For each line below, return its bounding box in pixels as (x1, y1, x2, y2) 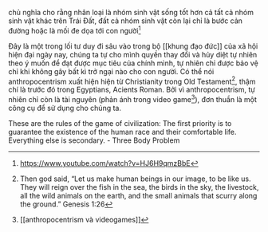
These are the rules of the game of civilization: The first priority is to (8, 118, 232, 128)
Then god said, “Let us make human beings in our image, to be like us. (19, 174, 251, 183)
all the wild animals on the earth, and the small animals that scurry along (19, 191, 258, 200)
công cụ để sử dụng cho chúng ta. (8, 103, 122, 112)
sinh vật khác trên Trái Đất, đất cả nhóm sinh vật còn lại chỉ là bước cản (8, 16, 243, 26)
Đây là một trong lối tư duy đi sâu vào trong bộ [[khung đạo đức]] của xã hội (8, 41, 258, 51)
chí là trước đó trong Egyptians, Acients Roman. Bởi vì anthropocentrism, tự (8, 85, 255, 95)
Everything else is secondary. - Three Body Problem (8, 136, 180, 145)
